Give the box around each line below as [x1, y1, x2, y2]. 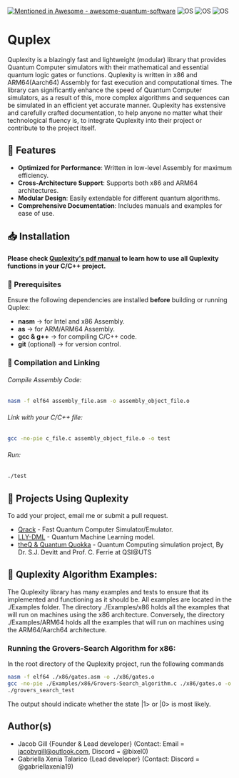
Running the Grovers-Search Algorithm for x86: [7, 643, 176, 653]
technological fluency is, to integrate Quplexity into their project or [7, 116, 202, 124]
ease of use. [17, 209, 55, 217]
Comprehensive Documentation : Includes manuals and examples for [17, 201, 223, 210]
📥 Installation [7, 231, 71, 243]
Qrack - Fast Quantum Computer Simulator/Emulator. [17, 525, 173, 534]
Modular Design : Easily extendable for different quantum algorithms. [17, 194, 220, 202]
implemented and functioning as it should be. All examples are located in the [7, 595, 232, 604]
